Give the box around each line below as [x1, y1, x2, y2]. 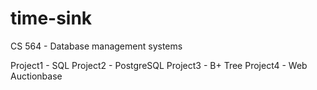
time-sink [10, 7, 93, 30]
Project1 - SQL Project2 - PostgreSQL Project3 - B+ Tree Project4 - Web [10, 59, 308, 71]
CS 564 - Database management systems [10, 40, 183, 52]
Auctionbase [10, 70, 63, 82]
